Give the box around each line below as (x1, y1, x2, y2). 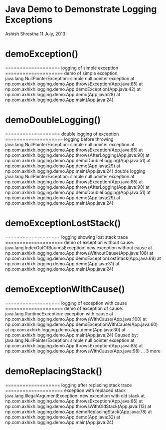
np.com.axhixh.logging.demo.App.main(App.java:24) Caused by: (5, 332, 138, 338)
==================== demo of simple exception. (5, 70, 119, 76)
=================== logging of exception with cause (5, 300, 127, 306)
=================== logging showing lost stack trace (5, 234, 128, 240)
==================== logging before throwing (5, 136, 114, 142)
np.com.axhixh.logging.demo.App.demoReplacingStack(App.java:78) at (5, 408, 152, 414)
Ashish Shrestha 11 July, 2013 (5, 31, 66, 37)
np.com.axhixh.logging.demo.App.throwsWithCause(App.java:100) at (5, 316, 147, 322)
